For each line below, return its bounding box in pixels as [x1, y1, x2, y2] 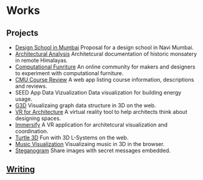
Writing [6, 164, 35, 175]
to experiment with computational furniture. [15, 70, 124, 76]
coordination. [15, 128, 48, 135]
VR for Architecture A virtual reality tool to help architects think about [15, 108, 188, 115]
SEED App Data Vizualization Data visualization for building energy [15, 89, 182, 96]
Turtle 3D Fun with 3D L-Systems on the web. [15, 134, 129, 141]
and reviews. [15, 82, 47, 90]
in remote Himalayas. [15, 57, 68, 64]
